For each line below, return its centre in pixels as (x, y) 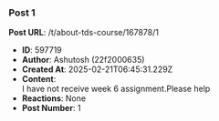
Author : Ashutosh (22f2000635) (83, 60)
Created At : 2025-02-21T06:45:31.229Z (97, 69)
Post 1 (22, 13)
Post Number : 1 (51, 108)
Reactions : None (54, 98)
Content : (39, 79)
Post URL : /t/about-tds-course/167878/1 (83, 33)
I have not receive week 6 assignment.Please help (116, 89)
